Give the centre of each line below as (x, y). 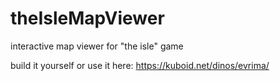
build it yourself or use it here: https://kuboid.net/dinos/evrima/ (140, 65)
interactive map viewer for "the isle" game (97, 46)
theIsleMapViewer (87, 18)
